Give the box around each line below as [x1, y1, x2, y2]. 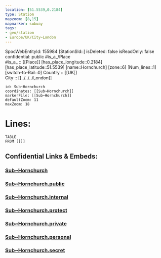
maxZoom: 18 [5, 102, 30, 106]
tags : [5, 26, 16, 31]
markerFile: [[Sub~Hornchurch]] [5, 93, 72, 98]
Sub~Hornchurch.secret [5, 247, 65, 254]
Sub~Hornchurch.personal [5, 233, 72, 240]
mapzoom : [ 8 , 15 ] [5, 16, 39, 21]
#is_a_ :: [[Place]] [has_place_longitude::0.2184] [5, 59, 103, 65]
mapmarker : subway [5, 21, 43, 26]
